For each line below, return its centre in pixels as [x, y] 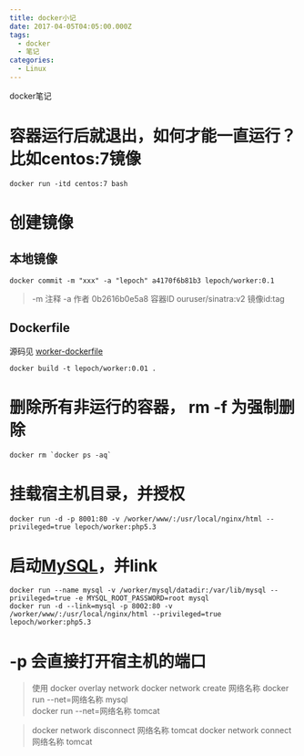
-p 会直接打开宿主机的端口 [108, 661]
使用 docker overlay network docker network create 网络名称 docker [160, 689]
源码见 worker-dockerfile [56, 351]
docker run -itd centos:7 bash [69, 183]
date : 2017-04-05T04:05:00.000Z [71, 26]
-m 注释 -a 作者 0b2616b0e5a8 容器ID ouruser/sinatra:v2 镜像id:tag [158, 298]
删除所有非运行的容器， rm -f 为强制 [144, 407]
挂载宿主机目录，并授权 [97, 494]
